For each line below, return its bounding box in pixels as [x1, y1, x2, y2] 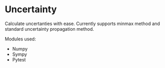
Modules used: [5, 36, 36, 42]
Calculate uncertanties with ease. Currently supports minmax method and [5, 20, 160, 27]
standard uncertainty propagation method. [5, 26, 95, 32]
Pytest [12, 56, 26, 62]
